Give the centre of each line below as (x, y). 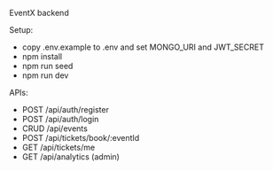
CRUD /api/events (55, 128)
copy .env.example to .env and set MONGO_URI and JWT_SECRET (143, 47)
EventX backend (39, 13)
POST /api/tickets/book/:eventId (81, 138)
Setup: (21, 30)
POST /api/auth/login (60, 119)
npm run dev (45, 75)
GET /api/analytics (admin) (70, 157)
